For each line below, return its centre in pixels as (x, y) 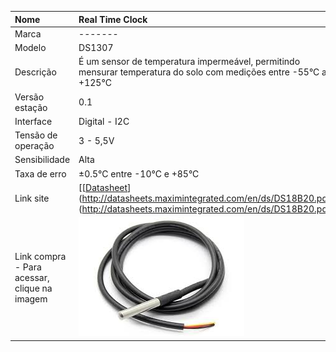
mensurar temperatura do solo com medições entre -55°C (199, 72)
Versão (29, 97)
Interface (33, 121)
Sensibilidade (42, 160)
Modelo (30, 47)
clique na (33, 288)
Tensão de (36, 135)
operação (34, 145)
